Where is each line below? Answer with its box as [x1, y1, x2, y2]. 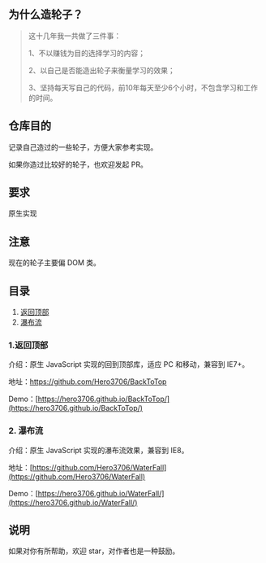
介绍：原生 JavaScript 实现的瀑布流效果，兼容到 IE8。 [8, 445, 189, 455]
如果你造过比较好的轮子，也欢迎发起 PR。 [8, 159, 148, 169]
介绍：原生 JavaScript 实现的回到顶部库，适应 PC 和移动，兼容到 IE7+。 [8, 360, 250, 369]
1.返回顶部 [8, 339, 49, 351]
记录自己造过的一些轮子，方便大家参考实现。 [8, 142, 158, 152]
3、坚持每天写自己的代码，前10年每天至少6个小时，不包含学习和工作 [28, 82, 258, 92]
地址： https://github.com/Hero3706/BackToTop [8, 377, 167, 386]
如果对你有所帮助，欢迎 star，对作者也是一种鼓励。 [8, 546, 180, 556]
